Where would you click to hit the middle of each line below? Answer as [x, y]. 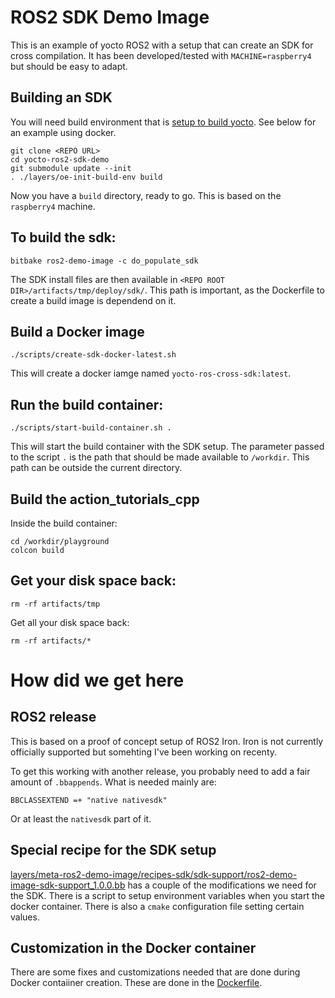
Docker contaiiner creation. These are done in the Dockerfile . [136, 983]
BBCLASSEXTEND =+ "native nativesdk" [89, 800]
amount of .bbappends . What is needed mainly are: [113, 782]
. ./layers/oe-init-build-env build [86, 177]
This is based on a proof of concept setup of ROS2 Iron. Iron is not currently [167, 741]
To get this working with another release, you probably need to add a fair [160, 771]
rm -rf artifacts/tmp [55, 604]
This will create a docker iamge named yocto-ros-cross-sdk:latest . [151, 373]
